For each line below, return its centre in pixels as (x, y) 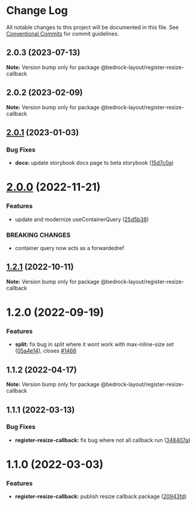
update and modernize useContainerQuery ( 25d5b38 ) (82, 219)
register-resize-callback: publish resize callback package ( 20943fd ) (101, 496)
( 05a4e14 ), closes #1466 (46, 351)
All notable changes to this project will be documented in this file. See (93, 27)
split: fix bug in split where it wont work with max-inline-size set (94, 344)
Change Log (37, 11)
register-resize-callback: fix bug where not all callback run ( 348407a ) (103, 440)
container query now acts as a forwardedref (69, 248)
